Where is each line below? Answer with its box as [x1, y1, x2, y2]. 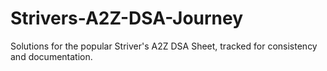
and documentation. [10, 50, 93, 62]
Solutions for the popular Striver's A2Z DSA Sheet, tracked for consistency [10, 40, 318, 52]
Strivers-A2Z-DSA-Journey [10, 7, 244, 30]
